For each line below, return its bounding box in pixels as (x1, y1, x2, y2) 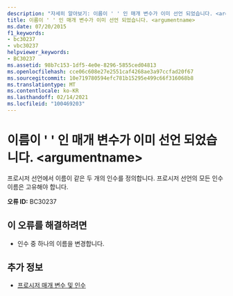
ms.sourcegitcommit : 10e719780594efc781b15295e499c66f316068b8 (7, 74, 194, 82)
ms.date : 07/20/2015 (7, 23, 67, 30)
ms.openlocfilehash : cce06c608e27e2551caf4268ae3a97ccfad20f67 (7, 68, 194, 75)
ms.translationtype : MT (7, 81, 76, 88)
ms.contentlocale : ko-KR (7, 87, 79, 94)
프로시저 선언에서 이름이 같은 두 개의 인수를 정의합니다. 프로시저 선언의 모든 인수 (7, 174, 224, 182)
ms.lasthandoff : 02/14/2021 (7, 94, 89, 101)
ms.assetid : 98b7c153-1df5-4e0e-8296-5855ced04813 (7, 62, 157, 69)
